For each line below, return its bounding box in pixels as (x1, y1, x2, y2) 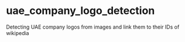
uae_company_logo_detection (6, 4, 155, 17)
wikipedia (6, 29, 29, 36)
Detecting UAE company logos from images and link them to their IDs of (6, 23, 180, 30)
